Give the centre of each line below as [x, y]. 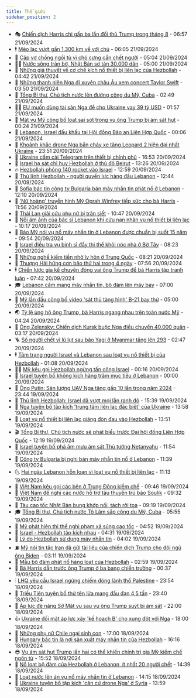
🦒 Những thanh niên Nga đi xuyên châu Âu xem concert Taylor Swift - [99, 82]
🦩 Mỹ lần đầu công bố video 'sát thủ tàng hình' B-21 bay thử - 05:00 [96, 299]
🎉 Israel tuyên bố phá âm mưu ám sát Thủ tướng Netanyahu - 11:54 [95, 446]
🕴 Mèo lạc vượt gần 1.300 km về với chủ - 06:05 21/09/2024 [86, 49]
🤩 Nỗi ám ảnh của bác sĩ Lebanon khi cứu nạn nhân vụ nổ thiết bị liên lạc [102, 220]
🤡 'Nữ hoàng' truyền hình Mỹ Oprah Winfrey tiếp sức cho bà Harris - [97, 201]
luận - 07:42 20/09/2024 [44, 278]
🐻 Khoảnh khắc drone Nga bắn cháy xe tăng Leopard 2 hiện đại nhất [97, 145]
